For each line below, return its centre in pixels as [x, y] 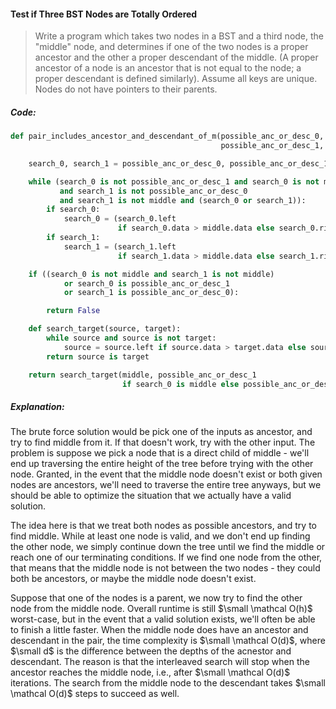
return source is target [98, 356]
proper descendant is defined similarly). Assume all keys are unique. [176, 79]
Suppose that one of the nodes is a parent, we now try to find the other [156, 598]
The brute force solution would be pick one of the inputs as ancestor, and [161, 432]
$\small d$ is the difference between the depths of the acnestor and [151, 651]
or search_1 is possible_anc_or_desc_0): [151, 293]
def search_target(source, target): [105, 329]
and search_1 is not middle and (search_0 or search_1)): [183, 200]
